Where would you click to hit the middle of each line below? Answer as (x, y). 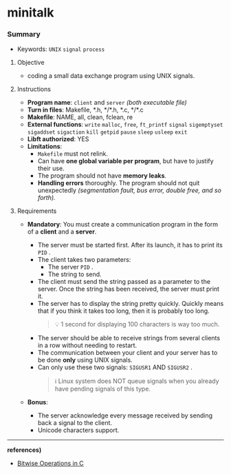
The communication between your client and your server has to (128, 353)
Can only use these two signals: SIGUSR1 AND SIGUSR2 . (115, 367)
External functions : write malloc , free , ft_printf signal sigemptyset (125, 125)
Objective (31, 63)
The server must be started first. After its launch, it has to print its (130, 245)
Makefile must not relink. (73, 154)
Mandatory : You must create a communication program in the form (123, 225)
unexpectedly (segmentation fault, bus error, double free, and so (130, 190)
